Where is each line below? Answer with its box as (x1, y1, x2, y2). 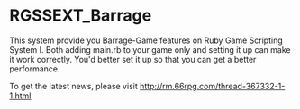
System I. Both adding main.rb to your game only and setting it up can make (9, 44, 291, 54)
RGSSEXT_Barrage (9, 5, 152, 26)
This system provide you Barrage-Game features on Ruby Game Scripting (9, 35, 284, 46)
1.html (9, 90, 32, 101)
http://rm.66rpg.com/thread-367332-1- (139, 80, 286, 91)
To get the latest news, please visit (9, 80, 138, 91)
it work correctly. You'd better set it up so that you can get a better (9, 54, 257, 64)
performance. (9, 63, 60, 74)
